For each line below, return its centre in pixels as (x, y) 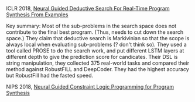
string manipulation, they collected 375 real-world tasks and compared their (97, 63)
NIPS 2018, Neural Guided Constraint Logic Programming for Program (90, 87)
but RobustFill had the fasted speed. (50, 75)
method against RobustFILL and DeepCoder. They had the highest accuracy (97, 69)
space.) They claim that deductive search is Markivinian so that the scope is (98, 38)
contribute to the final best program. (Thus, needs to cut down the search (95, 32)
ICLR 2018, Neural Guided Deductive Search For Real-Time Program (88, 8)
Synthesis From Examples (37, 15)
